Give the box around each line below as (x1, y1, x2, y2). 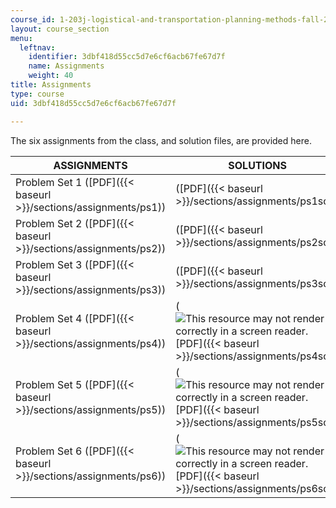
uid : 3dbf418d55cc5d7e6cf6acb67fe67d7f (10, 98, 177, 108)
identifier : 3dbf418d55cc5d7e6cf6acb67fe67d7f (28, 52, 226, 62)
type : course (10, 89, 65, 99)
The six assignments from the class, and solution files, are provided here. (10, 134, 312, 146)
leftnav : (19, 42, 56, 53)
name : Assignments (28, 61, 105, 71)
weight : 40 (28, 71, 74, 81)
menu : (10, 33, 33, 43)
